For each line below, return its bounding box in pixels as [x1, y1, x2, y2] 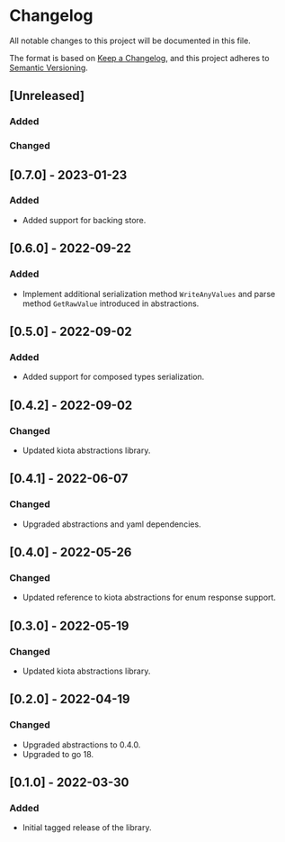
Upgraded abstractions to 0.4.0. [22, 739, 141, 750]
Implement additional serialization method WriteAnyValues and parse [22, 288, 276, 299]
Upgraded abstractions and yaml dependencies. [22, 519, 201, 530]
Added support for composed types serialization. [22, 371, 205, 383]
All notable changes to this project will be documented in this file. [9, 35, 252, 46]
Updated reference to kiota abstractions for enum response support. [22, 592, 277, 603]
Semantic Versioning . [9, 62, 88, 73]
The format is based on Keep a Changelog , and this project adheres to [9, 52, 270, 63]
